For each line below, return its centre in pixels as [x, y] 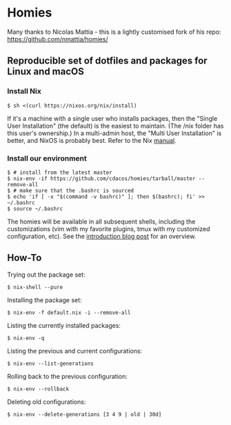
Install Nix [24, 91]
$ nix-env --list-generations [51, 364]
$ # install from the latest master [60, 172]
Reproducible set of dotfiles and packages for [108, 61]
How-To [24, 258]
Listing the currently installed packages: [64, 325]
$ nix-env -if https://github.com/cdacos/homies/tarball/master [101, 178]
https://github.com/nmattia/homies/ [58, 39]
